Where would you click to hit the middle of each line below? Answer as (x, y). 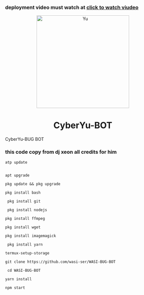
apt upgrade (17, 175)
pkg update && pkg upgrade (33, 184)
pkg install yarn (25, 244)
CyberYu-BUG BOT (25, 139)
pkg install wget (23, 227)
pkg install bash (23, 192)
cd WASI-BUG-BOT (24, 270)
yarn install (18, 279)
